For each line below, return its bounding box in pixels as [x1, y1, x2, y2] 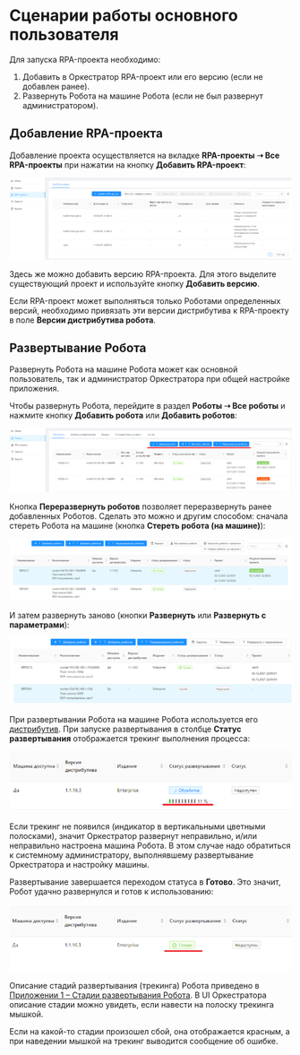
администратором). [21, 99, 99, 110]
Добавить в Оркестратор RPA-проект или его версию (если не [21, 71, 263, 82]
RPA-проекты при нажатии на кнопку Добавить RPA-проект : [9, 159, 246, 170]
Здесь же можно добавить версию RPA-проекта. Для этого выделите [9, 268, 277, 279]
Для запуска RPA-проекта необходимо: [9, 54, 161, 65]
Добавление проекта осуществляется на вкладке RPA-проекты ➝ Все [9, 150, 280, 160]
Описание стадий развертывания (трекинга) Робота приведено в [9, 980, 260, 990]
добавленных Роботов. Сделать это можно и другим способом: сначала [9, 510, 288, 521]
